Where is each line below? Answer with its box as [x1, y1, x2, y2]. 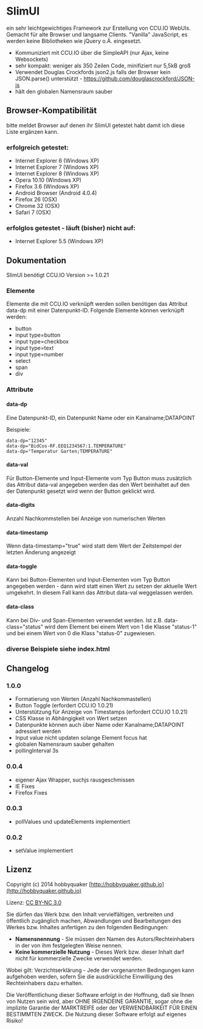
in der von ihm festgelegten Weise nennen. [15, 941, 123, 949]
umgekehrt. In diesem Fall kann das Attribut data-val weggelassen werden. [6, 589, 194, 596]
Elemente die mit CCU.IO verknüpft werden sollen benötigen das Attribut [6, 300, 188, 308]
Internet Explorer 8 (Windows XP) [15, 170, 99, 177]
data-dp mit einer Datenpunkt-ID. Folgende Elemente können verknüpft [6, 307, 184, 314]
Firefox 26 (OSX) [15, 196, 58, 203]
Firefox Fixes [15, 789, 47, 796]
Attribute [6, 385, 33, 394]
